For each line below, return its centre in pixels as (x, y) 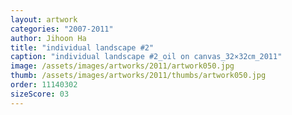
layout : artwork (44, 19)
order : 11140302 (44, 85)
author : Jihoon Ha (48, 38)
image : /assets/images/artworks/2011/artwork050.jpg (122, 66)
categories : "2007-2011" (62, 29)
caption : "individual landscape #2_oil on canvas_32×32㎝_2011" (146, 57)
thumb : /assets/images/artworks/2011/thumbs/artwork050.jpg (138, 76)
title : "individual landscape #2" (82, 47)
